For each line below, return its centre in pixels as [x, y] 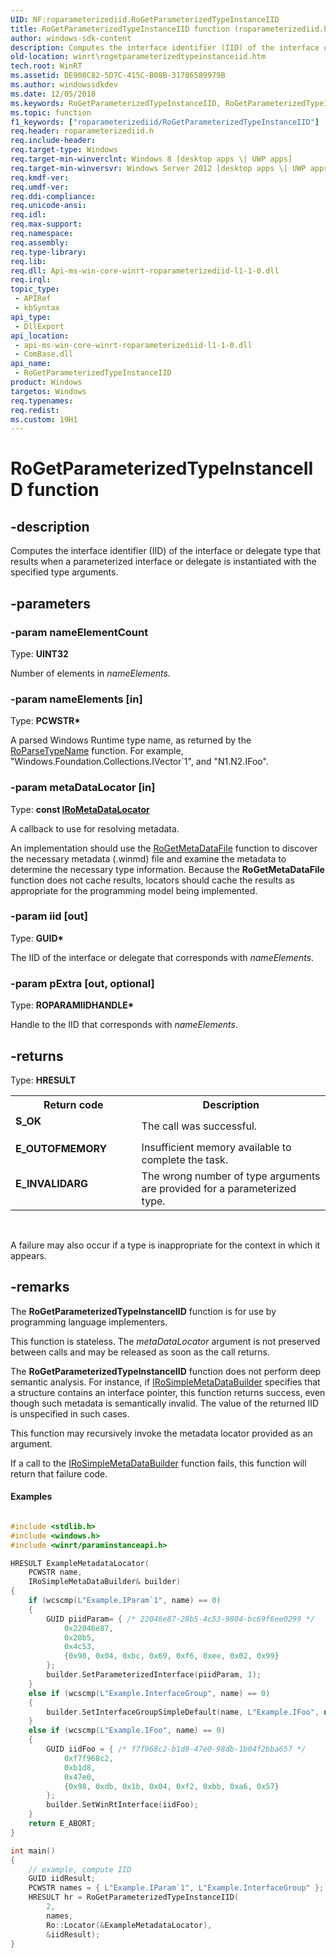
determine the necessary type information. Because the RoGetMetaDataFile [167, 869]
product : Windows [46, 382]
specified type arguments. [64, 572]
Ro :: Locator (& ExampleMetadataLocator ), [129, 1925]
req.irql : [31, 280]
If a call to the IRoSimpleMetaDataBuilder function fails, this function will [158, 1463]
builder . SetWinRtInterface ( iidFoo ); [122, 1805]
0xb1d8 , [80, 1767]
